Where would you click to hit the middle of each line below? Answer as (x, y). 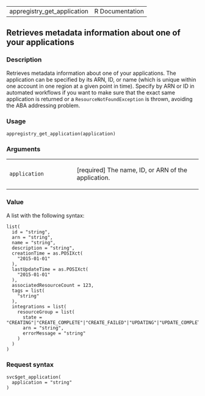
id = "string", (31, 232)
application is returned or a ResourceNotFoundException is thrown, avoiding (100, 99)
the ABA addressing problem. (43, 105)
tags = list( (28, 291)
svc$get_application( (34, 377)
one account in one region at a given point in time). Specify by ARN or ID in (100, 86)
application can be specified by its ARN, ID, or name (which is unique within (101, 79)
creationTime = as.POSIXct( (48, 253)
